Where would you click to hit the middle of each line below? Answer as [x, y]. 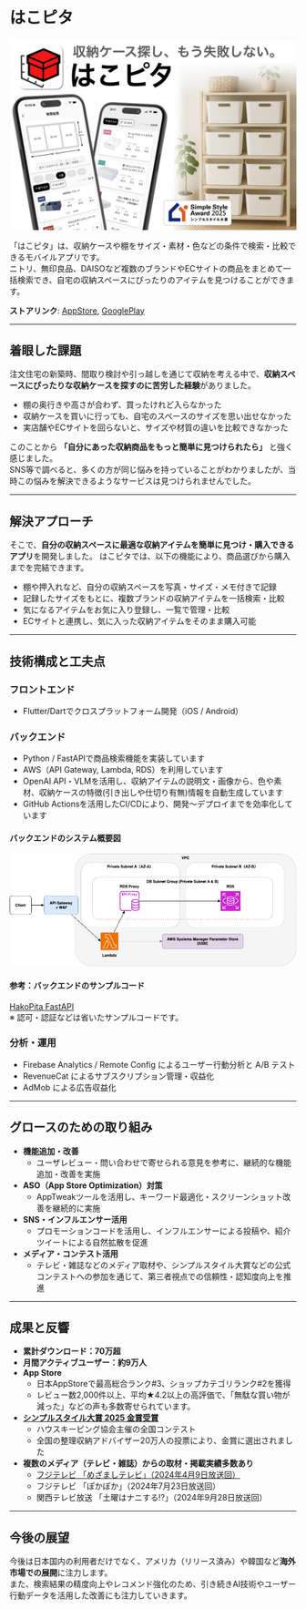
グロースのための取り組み [81, 1127]
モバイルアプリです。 [65, 257]
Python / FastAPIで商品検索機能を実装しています [113, 758]
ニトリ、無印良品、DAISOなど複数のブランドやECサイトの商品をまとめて [147, 268]
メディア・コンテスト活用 [70, 1254]
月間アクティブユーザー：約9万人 [85, 1363]
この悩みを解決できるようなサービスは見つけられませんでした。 [137, 481]
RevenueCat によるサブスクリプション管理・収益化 [118, 1076]
